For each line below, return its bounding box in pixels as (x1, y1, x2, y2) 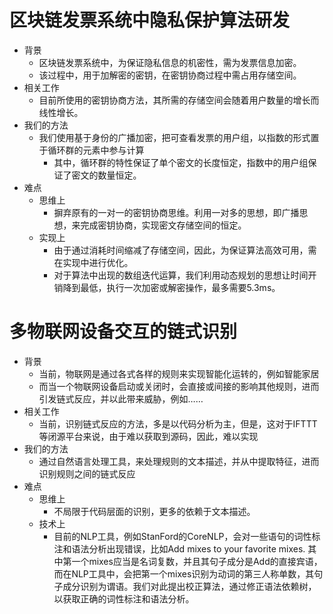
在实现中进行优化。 (53, 256, 134, 268)
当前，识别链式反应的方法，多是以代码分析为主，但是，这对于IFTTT (38, 417, 318, 430)
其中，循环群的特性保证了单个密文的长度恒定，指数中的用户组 (53, 156, 309, 168)
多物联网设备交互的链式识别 (9, 321, 238, 343)
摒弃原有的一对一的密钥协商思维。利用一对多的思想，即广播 (53, 206, 300, 218)
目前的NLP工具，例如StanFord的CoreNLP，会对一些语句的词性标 (53, 530, 321, 542)
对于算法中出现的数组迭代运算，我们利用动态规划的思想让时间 (53, 269, 309, 281)
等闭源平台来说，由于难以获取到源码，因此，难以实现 (38, 430, 259, 442)
